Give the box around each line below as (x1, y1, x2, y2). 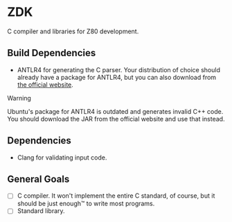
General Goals (7, 173, 70, 185)
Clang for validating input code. (17, 153, 107, 162)
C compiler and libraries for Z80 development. (7, 27, 139, 35)
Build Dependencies (7, 47, 96, 59)
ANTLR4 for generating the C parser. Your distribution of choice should (17, 65, 220, 74)
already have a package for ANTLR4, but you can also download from (17, 73, 217, 81)
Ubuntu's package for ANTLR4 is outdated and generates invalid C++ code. (7, 107, 224, 115)
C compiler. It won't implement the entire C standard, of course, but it (17, 191, 215, 200)
